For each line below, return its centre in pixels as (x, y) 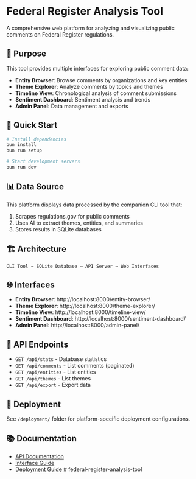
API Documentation (39, 456)
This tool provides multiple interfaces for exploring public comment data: (97, 68)
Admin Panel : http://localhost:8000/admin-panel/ (77, 325)
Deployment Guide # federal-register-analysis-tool (79, 469)
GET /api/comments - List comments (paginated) (75, 366)
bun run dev (21, 167)
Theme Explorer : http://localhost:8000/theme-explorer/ (85, 306)
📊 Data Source (35, 187)
